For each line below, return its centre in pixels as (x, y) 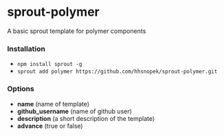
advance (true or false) (50, 126)
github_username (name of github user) (75, 111)
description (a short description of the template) (86, 118)
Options (21, 89)
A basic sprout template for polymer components (77, 31)
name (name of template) (53, 104)
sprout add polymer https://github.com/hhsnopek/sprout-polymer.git (117, 72)
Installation (26, 49)
